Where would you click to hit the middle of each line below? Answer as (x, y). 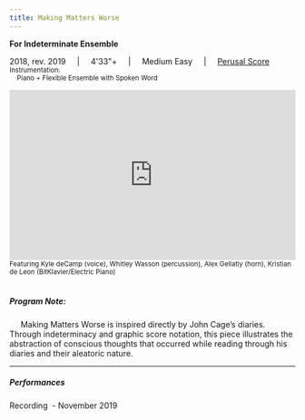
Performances (37, 383)
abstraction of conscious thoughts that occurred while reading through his (148, 343)
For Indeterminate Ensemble (64, 44)
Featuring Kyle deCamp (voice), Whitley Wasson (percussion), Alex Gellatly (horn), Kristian (151, 264)
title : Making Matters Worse (64, 18)
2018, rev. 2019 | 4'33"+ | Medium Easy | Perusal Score (140, 61)
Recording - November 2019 (64, 405)
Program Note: (38, 301)
